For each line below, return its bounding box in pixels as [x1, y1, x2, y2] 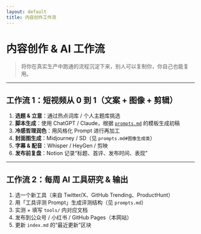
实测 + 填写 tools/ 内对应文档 [14, 206, 88, 214]
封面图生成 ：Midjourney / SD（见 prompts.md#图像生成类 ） [14, 135, 156, 142]
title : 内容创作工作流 [6, 14, 57, 20]
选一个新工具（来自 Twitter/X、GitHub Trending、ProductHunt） [14, 192, 173, 199]
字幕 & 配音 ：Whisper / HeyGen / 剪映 [14, 142, 108, 150]
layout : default [6, 8, 47, 15]
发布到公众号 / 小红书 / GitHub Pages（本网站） [14, 214, 133, 221]
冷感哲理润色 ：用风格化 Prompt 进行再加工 [14, 127, 120, 135]
